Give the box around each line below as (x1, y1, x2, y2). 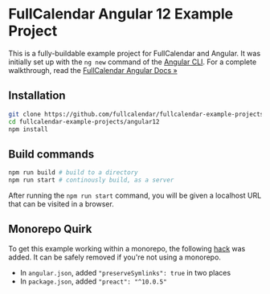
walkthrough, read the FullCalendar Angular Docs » (8, 65, 178, 75)
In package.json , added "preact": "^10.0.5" (19, 276, 167, 286)
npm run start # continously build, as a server (8, 176, 174, 185)
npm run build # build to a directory (8, 169, 138, 177)
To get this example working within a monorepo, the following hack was (8, 243, 246, 253)
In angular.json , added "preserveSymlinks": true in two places (19, 267, 231, 277)
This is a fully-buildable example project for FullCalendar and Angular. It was (8, 48, 261, 58)
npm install (8, 125, 48, 133)
